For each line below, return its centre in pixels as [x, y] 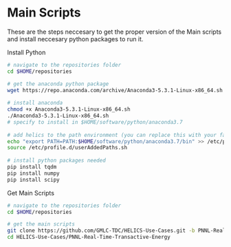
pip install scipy [33, 180]
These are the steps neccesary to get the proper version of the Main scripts [114, 32]
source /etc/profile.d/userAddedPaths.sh [67, 148]
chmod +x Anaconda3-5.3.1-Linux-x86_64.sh [69, 109]
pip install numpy [33, 173]
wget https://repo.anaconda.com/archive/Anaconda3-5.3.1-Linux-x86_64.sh [115, 90]
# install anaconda [35, 103]
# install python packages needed [57, 161]
